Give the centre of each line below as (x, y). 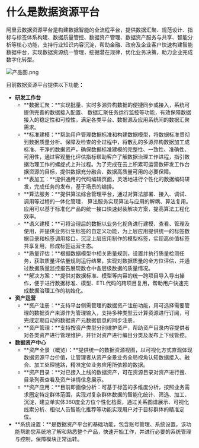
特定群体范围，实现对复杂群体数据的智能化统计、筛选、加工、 (115, 394)
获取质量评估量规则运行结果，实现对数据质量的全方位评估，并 (109, 261)
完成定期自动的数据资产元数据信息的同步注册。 (81, 320)
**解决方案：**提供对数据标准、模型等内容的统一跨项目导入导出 (101, 275)
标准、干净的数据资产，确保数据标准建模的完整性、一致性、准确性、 (107, 149)
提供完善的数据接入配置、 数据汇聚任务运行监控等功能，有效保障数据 (107, 112)
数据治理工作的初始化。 (57, 290)
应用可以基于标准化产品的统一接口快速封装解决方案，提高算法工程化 (107, 209)
